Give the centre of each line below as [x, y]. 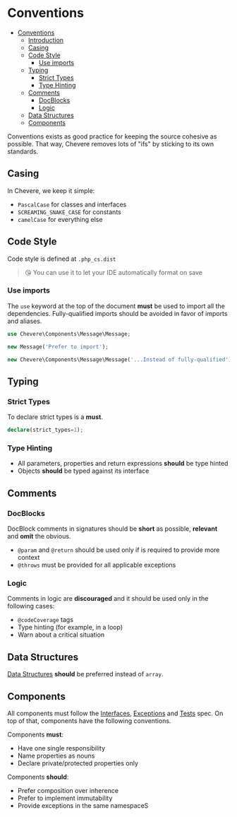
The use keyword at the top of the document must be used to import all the [116, 306]
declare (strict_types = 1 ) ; [45, 430]
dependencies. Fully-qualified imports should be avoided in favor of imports [117, 313]
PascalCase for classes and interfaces [72, 204]
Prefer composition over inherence [68, 790]
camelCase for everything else [60, 219]
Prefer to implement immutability [65, 798]
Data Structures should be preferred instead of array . [85, 674]
